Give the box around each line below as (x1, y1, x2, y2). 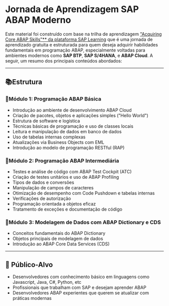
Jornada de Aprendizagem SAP (5, 4, 139, 15)
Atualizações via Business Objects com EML (12, 139, 105, 145)
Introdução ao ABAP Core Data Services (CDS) (12, 241, 110, 247)
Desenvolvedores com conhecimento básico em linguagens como (12, 274, 150, 280)
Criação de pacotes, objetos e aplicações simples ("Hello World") (12, 112, 148, 118)
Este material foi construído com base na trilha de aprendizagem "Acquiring (5, 31, 162, 37)
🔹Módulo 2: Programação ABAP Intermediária (5, 157, 119, 164)
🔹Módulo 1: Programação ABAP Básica (5, 95, 102, 103)
